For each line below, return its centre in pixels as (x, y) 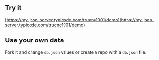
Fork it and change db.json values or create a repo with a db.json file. (76, 52)
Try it (13, 8)
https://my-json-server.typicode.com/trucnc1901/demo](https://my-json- (80, 20)
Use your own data (34, 40)
